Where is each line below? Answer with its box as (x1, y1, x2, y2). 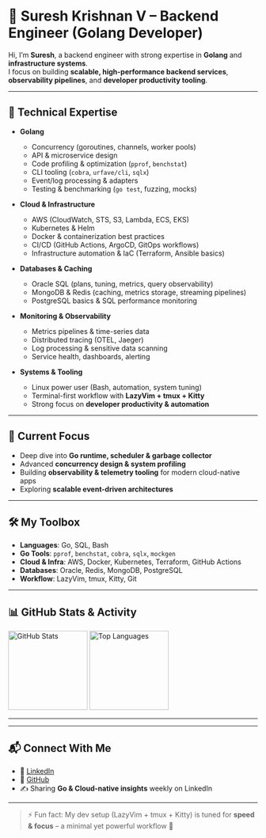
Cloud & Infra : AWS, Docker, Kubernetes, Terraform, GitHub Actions (19, 557, 241, 567)
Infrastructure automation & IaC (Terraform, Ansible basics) (31, 248, 226, 258)
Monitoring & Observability (19, 311, 111, 320)
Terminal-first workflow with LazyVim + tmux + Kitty (31, 391, 205, 400)
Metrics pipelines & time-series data (31, 326, 150, 336)
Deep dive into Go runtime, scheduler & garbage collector (19, 450, 212, 460)
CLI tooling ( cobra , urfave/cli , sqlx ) (31, 167, 150, 176)
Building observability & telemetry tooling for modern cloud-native (19, 467, 240, 477)
